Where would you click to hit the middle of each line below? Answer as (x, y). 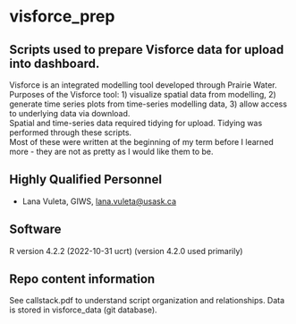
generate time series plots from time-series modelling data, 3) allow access (148, 104)
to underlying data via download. (70, 113)
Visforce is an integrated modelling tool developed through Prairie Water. (143, 85)
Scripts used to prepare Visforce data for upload (147, 50)
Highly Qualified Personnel (86, 179)
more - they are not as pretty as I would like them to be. (111, 151)
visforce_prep (62, 17)
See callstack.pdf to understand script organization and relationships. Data (147, 301)
